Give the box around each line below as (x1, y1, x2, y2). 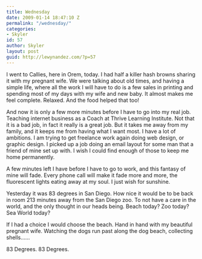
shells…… (6, 234, 30, 241)
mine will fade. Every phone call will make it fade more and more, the (6, 171, 178, 179)
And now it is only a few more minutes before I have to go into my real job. (6, 108, 191, 115)
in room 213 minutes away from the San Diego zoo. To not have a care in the (6, 196, 197, 203)
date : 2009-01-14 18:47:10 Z (6, 15, 80, 21)
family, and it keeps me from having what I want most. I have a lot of (6, 127, 176, 135)
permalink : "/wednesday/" (6, 20, 71, 26)
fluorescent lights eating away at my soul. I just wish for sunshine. (6, 178, 171, 185)
